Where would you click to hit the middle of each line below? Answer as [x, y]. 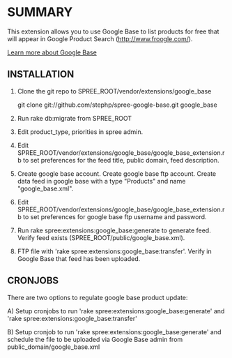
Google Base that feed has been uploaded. [79, 258]
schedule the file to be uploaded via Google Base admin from [95, 339]
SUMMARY [40, 12]
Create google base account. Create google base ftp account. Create [117, 173]
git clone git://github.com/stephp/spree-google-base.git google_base [117, 105]
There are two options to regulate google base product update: [98, 297]
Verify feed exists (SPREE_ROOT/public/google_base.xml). [101, 237]
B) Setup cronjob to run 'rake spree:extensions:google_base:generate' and [114, 331]
